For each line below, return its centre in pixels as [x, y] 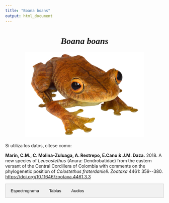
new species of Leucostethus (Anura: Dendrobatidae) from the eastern [78, 161]
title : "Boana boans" [28, 11]
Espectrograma [25, 191]
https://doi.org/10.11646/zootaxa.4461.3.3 [48, 177]
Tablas [55, 191]
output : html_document [29, 16]
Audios [78, 191]
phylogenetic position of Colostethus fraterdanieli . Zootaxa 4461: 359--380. [84, 171]
